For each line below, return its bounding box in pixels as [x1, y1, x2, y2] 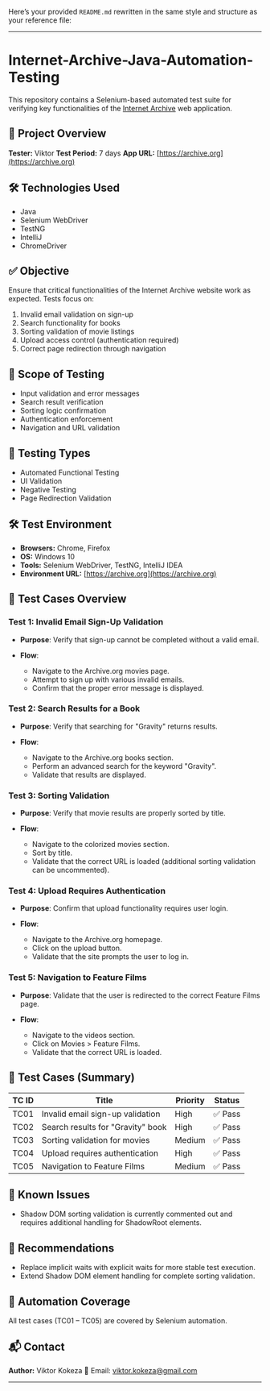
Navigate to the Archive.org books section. [31, 753, 174, 762]
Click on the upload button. [31, 943, 122, 953]
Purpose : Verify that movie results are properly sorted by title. [19, 808, 227, 818]
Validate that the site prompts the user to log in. [31, 952, 190, 961]
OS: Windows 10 [19, 551, 75, 561]
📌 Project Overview [8, 127, 107, 140]
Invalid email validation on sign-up [19, 309, 134, 319]
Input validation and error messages [19, 388, 140, 398]
